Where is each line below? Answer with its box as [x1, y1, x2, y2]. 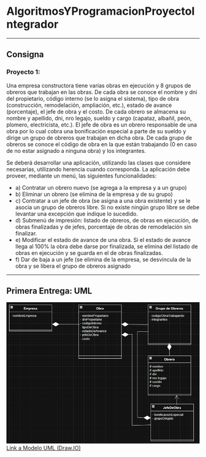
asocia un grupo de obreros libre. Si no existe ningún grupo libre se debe [15, 203, 200, 211]
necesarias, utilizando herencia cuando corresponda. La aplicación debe [6, 165, 190, 173]
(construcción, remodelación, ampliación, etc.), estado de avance [6, 101, 172, 109]
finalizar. [15, 229, 37, 237]
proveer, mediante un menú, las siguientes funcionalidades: [6, 172, 157, 179]
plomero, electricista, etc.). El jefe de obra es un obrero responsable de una [6, 121, 197, 128]
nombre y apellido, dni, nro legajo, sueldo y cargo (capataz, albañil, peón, [6, 114, 192, 122]
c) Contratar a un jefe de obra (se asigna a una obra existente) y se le [15, 197, 191, 204]
